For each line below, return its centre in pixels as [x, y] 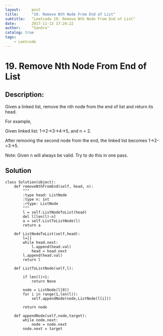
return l [32, 260]
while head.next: [40, 242]
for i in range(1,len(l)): [50, 294]
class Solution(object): [31, 182]
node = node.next [49, 324]
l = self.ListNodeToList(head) [55, 212]
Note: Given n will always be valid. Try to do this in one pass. [66, 155]
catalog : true [20, 33]
